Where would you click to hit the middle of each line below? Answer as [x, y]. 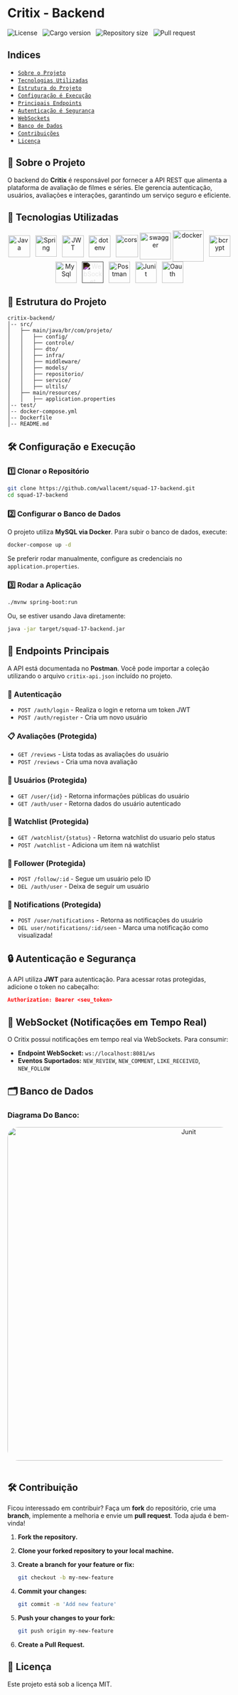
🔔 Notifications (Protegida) [54, 905]
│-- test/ [22, 406]
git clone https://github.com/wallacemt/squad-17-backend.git [101, 488]
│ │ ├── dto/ [33, 349]
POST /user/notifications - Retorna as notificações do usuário [110, 920]
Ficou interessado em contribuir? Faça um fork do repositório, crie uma [112, 1508]
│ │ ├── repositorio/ [45, 374]
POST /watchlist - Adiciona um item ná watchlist [88, 845]
